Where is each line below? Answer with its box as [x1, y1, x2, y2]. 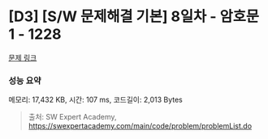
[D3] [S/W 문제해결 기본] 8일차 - [8, 7, 217, 26]
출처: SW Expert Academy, [28, 112, 117, 122]
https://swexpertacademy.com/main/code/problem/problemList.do [28, 121, 253, 131]
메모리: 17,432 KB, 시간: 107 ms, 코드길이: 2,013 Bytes [8, 95, 183, 105]
